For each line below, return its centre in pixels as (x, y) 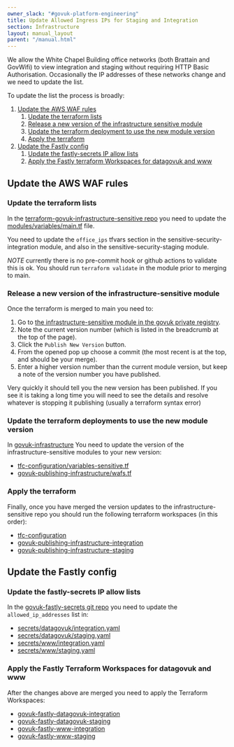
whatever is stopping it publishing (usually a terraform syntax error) (104, 403)
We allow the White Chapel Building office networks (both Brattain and (109, 60)
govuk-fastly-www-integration (61, 728)
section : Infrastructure (43, 27)
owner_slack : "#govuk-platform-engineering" (73, 14)
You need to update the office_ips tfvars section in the (87, 239)
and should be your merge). (57, 359)
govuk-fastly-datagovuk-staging (64, 721)
